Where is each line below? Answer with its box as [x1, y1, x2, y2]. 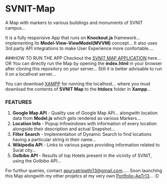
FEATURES [5, 98, 32, 105]
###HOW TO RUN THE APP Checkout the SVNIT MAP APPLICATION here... [5, 55, 161, 61]
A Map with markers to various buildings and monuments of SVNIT [5, 20, 143, 26]
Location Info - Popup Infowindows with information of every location [12, 121, 157, 127]
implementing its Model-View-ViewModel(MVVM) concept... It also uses [5, 40, 157, 46]
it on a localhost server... [5, 71, 56, 77]
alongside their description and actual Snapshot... [12, 126, 115, 132]
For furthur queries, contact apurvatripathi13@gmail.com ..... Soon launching [5, 167, 162, 173]
